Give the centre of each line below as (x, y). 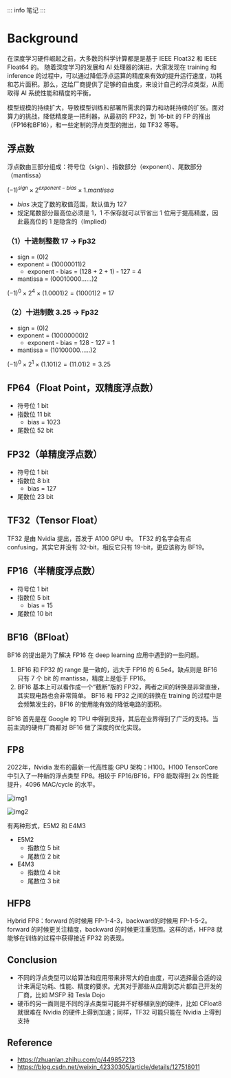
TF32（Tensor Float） (55, 521)
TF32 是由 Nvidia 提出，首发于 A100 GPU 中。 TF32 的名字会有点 (99, 538)
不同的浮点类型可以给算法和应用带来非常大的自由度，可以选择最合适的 (117, 977)
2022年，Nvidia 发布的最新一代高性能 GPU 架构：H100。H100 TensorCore (113, 767)
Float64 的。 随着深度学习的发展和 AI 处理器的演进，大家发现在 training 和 (112, 67)
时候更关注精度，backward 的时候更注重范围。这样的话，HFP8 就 (130, 929)
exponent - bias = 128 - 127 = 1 (71, 342)
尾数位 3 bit (44, 881)
